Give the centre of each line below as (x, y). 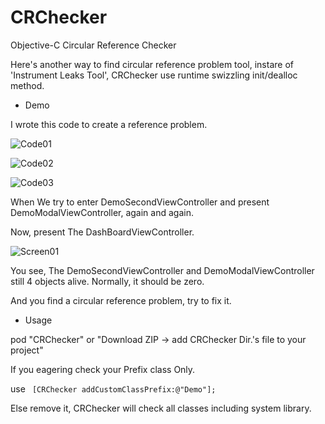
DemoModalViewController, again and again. (102, 212)
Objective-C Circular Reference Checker (93, 45)
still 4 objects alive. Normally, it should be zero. (107, 281)
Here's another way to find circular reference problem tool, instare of (152, 64)
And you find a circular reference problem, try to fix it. (121, 300)
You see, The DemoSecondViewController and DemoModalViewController (162, 270)
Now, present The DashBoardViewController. (102, 232)
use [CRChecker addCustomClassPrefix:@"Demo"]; (113, 388)
